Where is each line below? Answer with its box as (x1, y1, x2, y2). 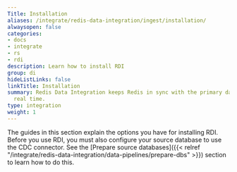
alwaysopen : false (7, 23, 61, 30)
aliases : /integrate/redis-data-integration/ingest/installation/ (7, 17, 207, 24)
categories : (7, 30, 42, 37)
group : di (7, 69, 37, 76)
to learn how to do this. (7, 158, 75, 166)
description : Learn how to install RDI (7, 63, 125, 70)
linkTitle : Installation (7, 82, 80, 90)
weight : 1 (7, 109, 37, 116)
